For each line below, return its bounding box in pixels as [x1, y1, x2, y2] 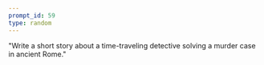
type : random [8, 19, 52, 27]
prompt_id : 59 [8, 11, 56, 20]
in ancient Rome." [8, 49, 67, 59]
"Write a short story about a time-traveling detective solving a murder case [8, 40, 256, 50]
